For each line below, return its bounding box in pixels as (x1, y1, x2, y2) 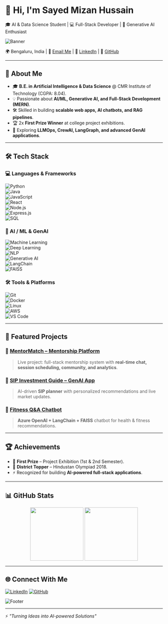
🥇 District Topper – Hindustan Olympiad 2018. (12, 464, 107, 470)
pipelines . (12, 114, 34, 120)
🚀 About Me (5, 70, 42, 78)
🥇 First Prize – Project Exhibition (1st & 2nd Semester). (12, 458, 124, 464)
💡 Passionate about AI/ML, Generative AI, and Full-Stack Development (12, 95, 161, 102)
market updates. (17, 394, 51, 400)
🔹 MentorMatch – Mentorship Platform (5, 348, 100, 355)
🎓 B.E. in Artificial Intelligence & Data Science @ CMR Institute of (12, 83, 151, 89)
